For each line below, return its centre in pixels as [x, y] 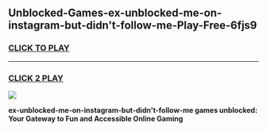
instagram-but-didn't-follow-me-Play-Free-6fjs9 [133, 26]
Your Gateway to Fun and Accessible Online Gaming [96, 118]
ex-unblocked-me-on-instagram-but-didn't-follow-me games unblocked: [133, 110]
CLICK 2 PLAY [36, 78]
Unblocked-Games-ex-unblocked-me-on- [115, 13]
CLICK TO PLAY [39, 48]
